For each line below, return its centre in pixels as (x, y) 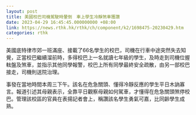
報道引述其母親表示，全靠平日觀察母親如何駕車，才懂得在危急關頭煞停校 (103, 92)
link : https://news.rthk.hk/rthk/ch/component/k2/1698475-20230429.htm (95, 28)
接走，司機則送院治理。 (34, 72)
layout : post (22, 11)
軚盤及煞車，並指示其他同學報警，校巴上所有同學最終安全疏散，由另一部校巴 (98, 65)
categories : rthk (27, 33)
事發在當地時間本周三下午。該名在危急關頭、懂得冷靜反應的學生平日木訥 (93, 84)
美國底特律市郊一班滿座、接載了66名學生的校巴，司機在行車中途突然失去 (94, 51)
